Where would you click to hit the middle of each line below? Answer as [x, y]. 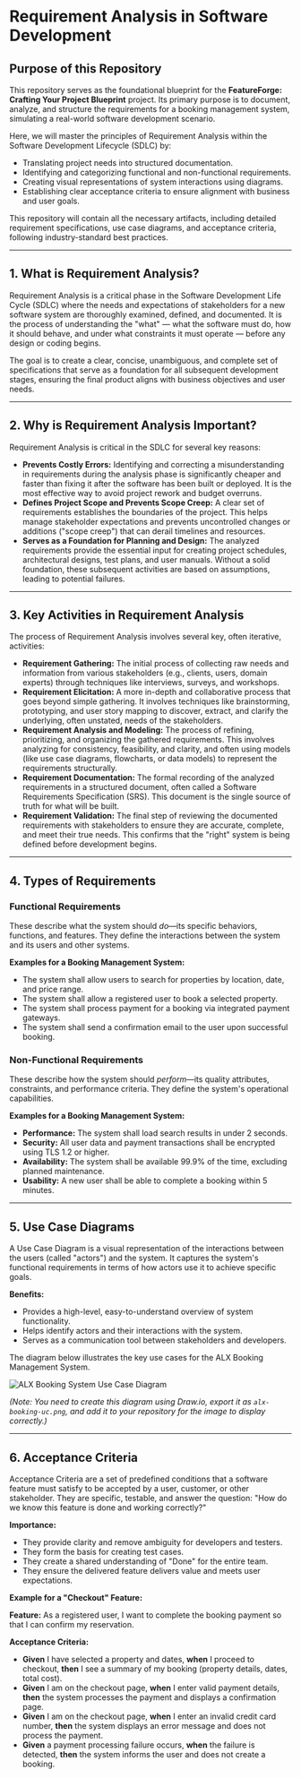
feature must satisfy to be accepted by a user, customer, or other [129, 1489]
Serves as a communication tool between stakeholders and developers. [154, 1340]
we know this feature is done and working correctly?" [108, 1507]
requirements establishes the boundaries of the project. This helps [145, 511]
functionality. [46, 1321]
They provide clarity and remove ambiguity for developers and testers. [152, 1542]
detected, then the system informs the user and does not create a [144, 1755]
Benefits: [27, 1294]
